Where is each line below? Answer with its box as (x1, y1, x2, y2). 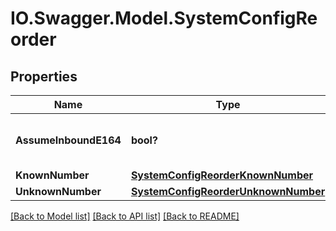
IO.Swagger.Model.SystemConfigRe (10, 7, 318, 30)
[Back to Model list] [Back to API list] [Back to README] (10, 210, 240, 222)
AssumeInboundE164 (15, 133, 122, 147)
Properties (10, 68, 78, 85)
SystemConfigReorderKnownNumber (130, 168, 314, 182)
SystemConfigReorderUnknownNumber (130, 185, 326, 198)
